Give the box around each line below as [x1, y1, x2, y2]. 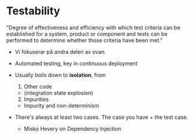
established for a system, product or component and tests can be [6, 30, 168, 37]
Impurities [23, 96, 49, 103]
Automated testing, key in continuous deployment [14, 60, 138, 67]
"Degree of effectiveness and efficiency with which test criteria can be [6, 24, 181, 31]
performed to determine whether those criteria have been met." [6, 36, 163, 44]
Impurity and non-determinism [23, 102, 99, 109]
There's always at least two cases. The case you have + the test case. [14, 114, 189, 121]
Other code [23, 82, 52, 90]
